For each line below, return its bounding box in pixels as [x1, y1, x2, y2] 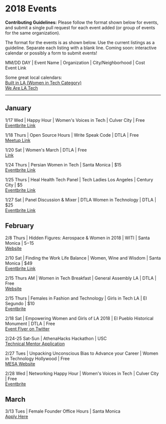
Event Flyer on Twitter [5, 325, 50, 332]
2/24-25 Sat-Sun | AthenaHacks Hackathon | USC [5, 335, 107, 341]
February [5, 221, 34, 230]
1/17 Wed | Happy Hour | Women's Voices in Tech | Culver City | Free [5, 117, 145, 123]
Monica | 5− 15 [5, 240, 34, 246]
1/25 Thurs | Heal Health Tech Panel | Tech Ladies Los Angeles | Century [5, 176, 153, 182]
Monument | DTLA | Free [5, 320, 55, 326]
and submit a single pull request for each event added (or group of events [5, 24, 156, 30]
